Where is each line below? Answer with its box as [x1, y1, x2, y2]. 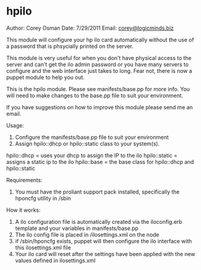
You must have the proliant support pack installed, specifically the [15, 188, 180, 195]
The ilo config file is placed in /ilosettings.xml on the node [15, 231, 159, 238]
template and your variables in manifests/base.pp [15, 224, 139, 232]
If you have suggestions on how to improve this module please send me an [6, 103, 193, 110]
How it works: [6, 206, 41, 214]
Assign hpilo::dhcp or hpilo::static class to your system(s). [15, 140, 160, 147]
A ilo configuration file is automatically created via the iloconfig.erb [15, 218, 183, 225]
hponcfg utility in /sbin [15, 194, 71, 201]
